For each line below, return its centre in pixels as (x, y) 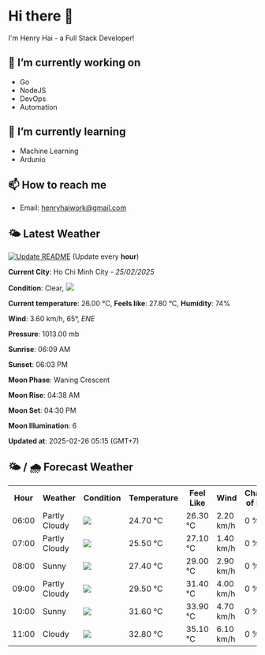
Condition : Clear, (36, 288)
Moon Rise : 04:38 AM (44, 395)
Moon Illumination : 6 (43, 426)
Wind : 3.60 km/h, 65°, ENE (52, 319)
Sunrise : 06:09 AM (39, 350)
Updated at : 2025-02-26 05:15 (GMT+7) (74, 441)
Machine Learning (49, 151)
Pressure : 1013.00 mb (44, 334)
